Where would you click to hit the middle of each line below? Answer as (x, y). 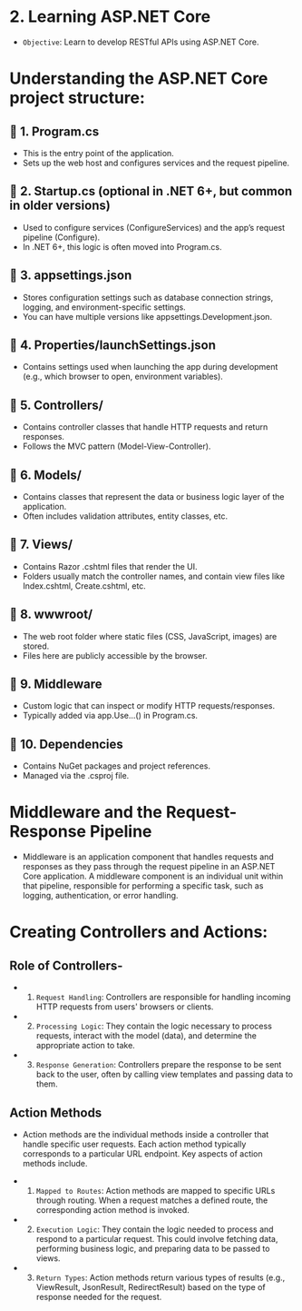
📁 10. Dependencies (67, 744)
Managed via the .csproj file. (76, 776)
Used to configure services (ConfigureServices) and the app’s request (154, 227)
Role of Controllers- (66, 965)
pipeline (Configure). (61, 237)
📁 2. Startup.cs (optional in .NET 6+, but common (151, 191)
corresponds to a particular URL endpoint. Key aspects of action (142, 1154)
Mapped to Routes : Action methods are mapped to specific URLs (156, 1191)
